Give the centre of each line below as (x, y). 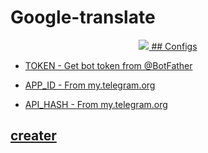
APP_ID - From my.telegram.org (90, 85)
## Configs (174, 46)
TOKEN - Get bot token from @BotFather (108, 65)
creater (33, 136)
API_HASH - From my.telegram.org (96, 104)
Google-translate (83, 17)
